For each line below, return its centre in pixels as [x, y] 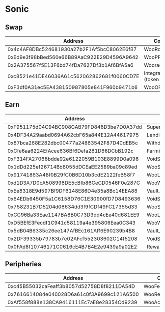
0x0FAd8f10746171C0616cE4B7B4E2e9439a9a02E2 [72, 247]
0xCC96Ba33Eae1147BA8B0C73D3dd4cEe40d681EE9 [74, 215]
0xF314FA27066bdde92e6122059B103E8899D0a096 [73, 159]
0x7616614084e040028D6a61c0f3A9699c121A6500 [73, 294]
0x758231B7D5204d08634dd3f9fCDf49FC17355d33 [72, 206]
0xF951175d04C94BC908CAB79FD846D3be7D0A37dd [75, 127]
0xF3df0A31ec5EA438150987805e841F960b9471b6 [73, 87]
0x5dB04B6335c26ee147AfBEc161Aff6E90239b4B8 [71, 230]
